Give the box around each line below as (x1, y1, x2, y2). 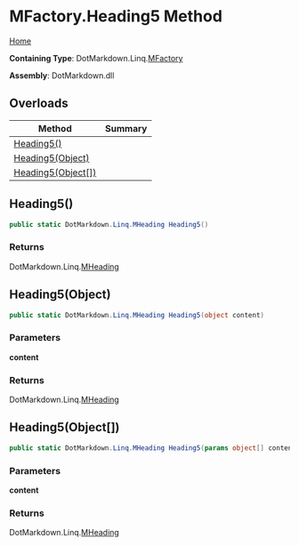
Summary (105, 122, 148, 134)
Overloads (9, 96, 69, 111)
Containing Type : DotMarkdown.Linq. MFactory (9, 52, 183, 63)
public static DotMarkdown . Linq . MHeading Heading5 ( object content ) (9, 310, 265, 319)
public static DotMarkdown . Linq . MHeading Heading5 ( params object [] (9, 443, 265, 453)
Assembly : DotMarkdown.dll (9, 69, 115, 81)
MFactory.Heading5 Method (9, 6, 222, 27)
